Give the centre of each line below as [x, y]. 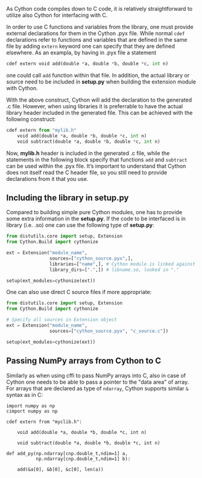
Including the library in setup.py [68, 198]
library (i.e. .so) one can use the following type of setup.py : [80, 225]
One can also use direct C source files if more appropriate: [79, 292]
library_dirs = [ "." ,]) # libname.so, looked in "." [114, 270]
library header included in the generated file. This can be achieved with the [99, 113]
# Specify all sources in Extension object [62, 320]
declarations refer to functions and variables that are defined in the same [97, 40]
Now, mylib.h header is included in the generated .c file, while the [88, 153]
